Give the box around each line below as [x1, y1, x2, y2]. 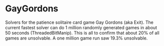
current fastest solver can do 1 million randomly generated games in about [5, 24, 158, 30]
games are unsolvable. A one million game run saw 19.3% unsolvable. [5, 35, 148, 41]
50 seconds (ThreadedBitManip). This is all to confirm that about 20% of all [5, 30, 160, 36]
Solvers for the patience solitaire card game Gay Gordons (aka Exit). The [5, 19, 154, 25]
